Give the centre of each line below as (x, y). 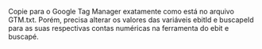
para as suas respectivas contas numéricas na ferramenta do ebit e (119, 28)
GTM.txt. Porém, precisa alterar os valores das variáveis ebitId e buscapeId (131, 20)
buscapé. (24, 36)
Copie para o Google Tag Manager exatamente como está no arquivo (121, 11)
